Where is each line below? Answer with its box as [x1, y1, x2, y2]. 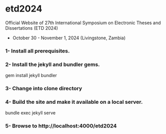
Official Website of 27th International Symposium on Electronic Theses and [5, 20, 161, 26]
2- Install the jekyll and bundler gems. [5, 61, 100, 68]
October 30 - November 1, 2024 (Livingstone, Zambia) [12, 35, 126, 41]
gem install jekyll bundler [5, 73, 57, 79]
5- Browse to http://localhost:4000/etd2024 [5, 122, 117, 129]
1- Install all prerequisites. [5, 47, 70, 54]
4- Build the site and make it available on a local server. [5, 99, 143, 105]
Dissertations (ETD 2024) [5, 25, 58, 31]
